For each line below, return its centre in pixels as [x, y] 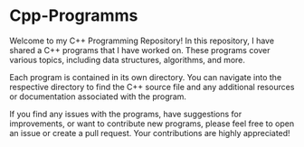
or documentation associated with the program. [98, 96]
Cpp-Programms [74, 16]
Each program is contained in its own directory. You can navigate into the [146, 77]
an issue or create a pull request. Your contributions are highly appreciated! [150, 133]
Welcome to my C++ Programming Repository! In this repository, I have [142, 41]
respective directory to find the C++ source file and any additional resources [152, 87]
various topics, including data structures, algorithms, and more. [128, 60]
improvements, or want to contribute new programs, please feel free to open [152, 124]
